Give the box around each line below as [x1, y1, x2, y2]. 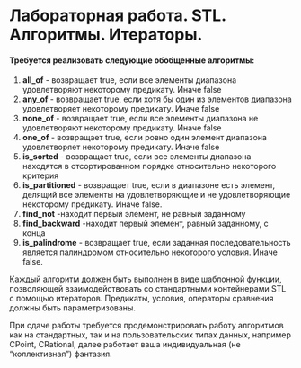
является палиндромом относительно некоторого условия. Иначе [22, 247, 279, 257]
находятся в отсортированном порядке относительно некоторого [22, 161, 277, 172]
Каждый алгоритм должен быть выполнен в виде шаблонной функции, [9, 274, 282, 284]
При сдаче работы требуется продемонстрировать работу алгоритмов [9, 320, 285, 331]
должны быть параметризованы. [9, 302, 137, 313]
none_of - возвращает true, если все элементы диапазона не [22, 113, 259, 124]
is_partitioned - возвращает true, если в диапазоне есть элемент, [22, 180, 276, 191]
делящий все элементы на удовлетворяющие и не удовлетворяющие [22, 190, 291, 201]
